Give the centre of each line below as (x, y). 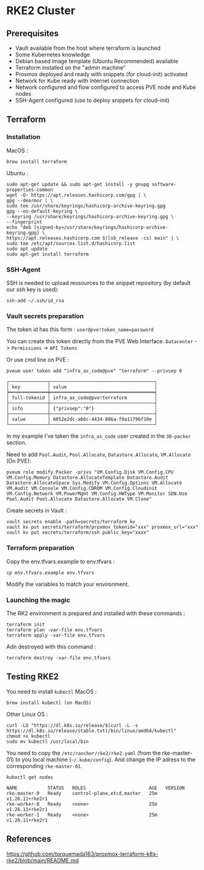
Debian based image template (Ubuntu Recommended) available (97, 61)
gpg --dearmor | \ (30, 200)
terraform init (26, 624)
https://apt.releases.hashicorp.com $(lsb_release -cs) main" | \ (93, 238)
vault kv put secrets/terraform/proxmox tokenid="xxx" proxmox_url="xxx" (103, 527)
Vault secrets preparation (45, 316)
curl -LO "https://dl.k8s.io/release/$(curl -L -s (72, 725)
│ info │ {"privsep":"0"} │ (82, 409)
